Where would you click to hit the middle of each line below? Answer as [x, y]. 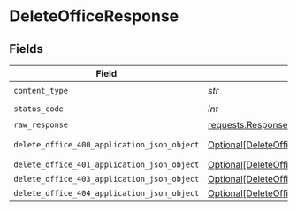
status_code [39, 109]
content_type [41, 90]
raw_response [41, 125]
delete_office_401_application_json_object [107, 165]
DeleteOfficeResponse [94, 16]
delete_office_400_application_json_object [107, 144]
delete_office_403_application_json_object [107, 179]
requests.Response [247, 125]
